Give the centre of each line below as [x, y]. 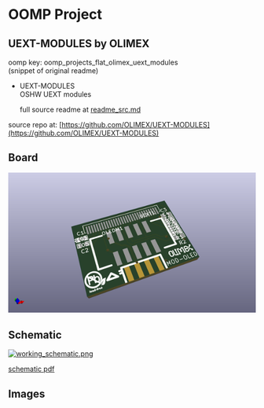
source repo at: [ [35, 125]
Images [27, 393]
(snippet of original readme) [53, 71]
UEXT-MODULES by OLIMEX [79, 44]
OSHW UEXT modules [55, 94]
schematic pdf [31, 369]
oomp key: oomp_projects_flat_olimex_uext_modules [93, 62]
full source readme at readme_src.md [80, 109]
